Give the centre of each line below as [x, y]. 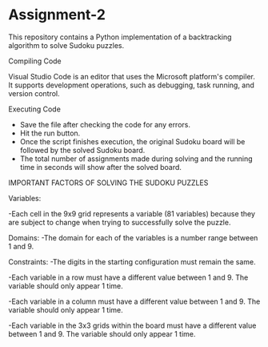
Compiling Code [35, 61]
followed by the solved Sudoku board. [82, 150]
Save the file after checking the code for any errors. [105, 124]
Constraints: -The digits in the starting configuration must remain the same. [132, 261]
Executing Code [35, 109]
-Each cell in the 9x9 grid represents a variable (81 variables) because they [132, 213]
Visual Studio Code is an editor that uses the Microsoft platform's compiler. [132, 76]
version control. [34, 93]
